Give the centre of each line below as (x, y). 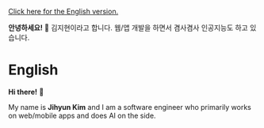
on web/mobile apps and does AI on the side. (82, 115)
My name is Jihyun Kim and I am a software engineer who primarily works (130, 107)
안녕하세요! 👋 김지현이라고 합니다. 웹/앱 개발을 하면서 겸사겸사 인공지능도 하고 (128, 28)
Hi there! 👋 (26, 92)
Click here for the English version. (63, 11)
